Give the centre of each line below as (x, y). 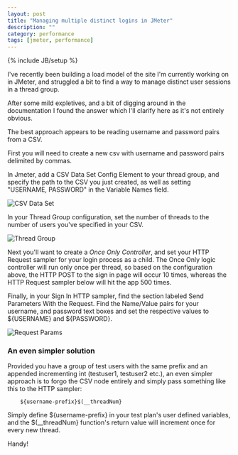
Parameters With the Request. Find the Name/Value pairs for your (103, 304)
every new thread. (34, 430)
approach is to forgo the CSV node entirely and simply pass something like (117, 381)
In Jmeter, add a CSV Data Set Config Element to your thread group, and (113, 175)
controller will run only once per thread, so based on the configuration (110, 268)
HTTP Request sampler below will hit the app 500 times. (90, 283)
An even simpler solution (52, 351)
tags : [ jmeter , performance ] (50, 40)
